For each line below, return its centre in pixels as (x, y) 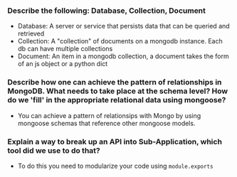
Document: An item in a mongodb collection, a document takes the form (123, 56)
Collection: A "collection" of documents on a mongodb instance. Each (120, 41)
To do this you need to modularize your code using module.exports (115, 166)
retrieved (31, 33)
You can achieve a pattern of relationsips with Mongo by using (109, 115)
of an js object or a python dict (63, 64)
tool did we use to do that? (54, 150)
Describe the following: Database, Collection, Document (107, 11)
